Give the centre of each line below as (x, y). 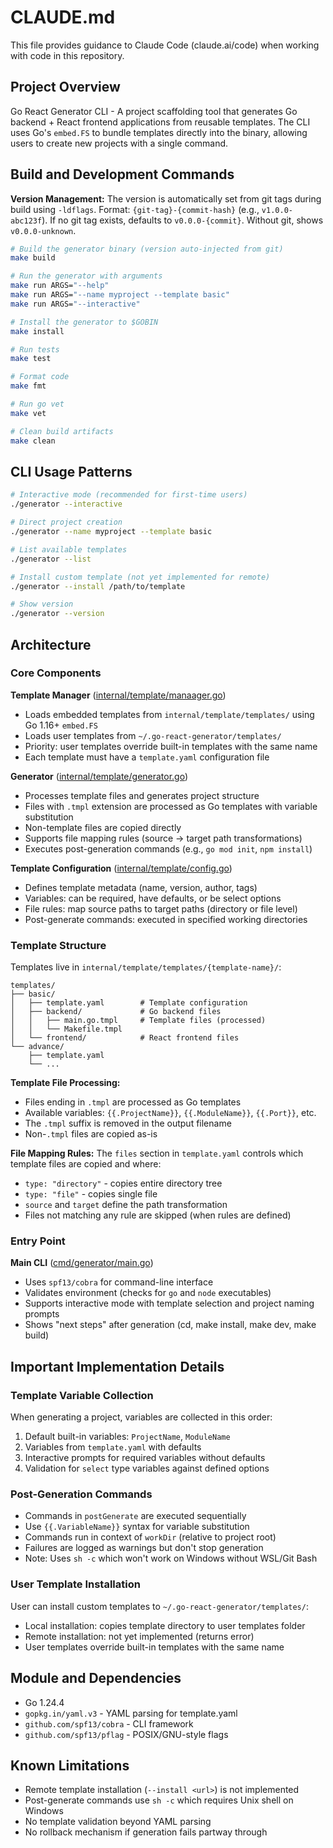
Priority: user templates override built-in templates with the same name (171, 746)
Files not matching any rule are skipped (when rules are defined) (158, 1215)
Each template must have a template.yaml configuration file (147, 757)
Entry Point (38, 1241)
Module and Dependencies (96, 1678)
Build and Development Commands (122, 174)
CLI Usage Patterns (71, 471)
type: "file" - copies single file (91, 1194)
